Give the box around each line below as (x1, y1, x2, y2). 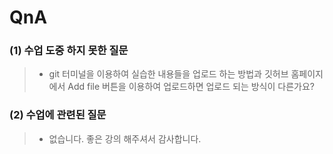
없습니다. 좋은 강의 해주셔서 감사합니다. (48, 132, 202, 145)
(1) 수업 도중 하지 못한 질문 (9, 44, 129, 58)
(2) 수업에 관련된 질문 (9, 108, 107, 122)
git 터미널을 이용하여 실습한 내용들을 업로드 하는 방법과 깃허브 (48, 68, 289, 80)
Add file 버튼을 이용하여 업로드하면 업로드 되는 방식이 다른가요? (67, 81, 315, 93)
